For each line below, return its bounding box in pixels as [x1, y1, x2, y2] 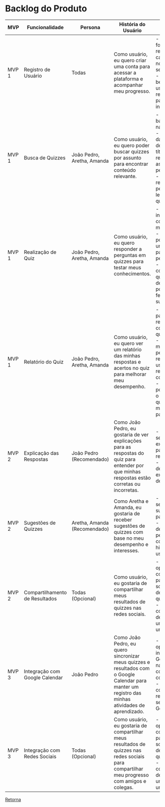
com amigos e [113, 777, 146, 784]
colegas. [113, 784, 134, 791]
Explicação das [24, 449, 59, 456]
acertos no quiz [113, 365, 150, 371]
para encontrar [113, 160, 148, 167]
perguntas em [113, 252, 146, 258]
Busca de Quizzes [24, 154, 66, 161]
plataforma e [113, 75, 143, 82]
